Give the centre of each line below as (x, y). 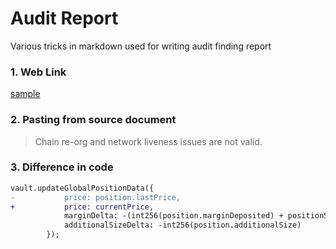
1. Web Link (38, 72)
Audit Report (64, 18)
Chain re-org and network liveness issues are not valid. (148, 141)
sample (25, 94)
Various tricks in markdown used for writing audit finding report (141, 46)
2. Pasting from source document (93, 120)
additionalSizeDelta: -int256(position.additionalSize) (182, 225)
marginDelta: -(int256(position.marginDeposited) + (173, 216)
